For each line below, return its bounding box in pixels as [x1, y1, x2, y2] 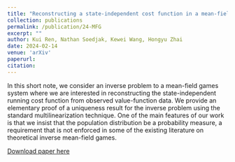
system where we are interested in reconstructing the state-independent [7, 89, 217, 97]
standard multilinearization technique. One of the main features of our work [7, 111, 225, 119]
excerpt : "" [7, 29, 42, 37]
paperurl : [7, 56, 36, 63]
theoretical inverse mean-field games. [7, 133, 117, 142]
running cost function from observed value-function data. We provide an [7, 96, 217, 105]
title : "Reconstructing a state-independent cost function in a [7, 10, 199, 17]
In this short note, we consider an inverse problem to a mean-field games [7, 81, 219, 89]
